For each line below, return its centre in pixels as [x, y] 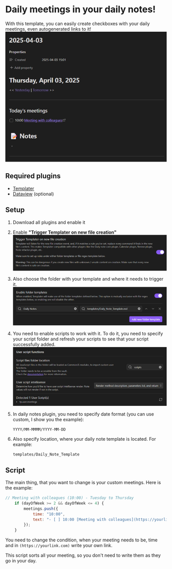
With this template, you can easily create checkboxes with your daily [78, 24]
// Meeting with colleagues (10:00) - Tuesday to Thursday [70, 498]
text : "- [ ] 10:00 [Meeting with [69, 519]
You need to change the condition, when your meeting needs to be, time [81, 540]
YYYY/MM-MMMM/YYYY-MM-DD [39, 430]
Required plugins [33, 176]
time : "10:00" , [49, 514]
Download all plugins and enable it [49, 222]
